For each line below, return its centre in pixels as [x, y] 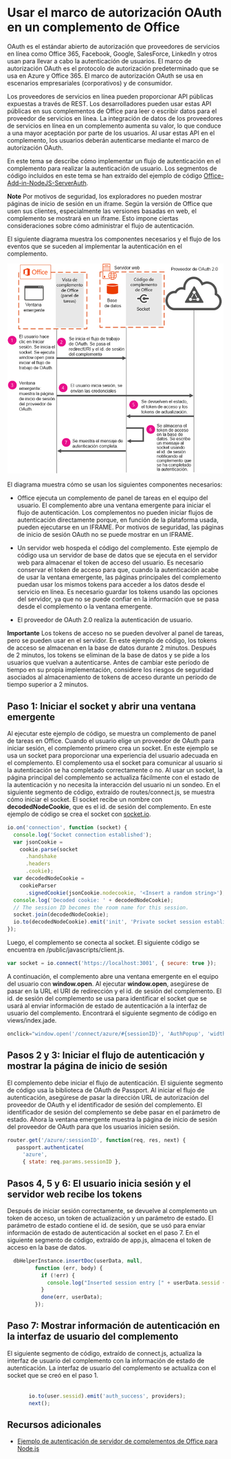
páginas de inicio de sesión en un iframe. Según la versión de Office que [110, 203]
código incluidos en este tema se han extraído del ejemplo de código [105, 175]
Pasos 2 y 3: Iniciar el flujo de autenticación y [106, 1055]
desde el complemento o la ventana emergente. [85, 606]
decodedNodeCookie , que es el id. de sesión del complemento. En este [109, 806]
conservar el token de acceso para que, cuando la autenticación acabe [118, 570]
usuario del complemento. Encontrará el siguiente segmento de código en [112, 1013]
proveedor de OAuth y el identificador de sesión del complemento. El [105, 1105]
